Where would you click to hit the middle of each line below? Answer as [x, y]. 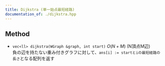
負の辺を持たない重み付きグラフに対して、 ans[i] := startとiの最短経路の [86, 52]
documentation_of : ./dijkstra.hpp [41, 14]
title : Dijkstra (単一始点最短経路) [40, 10]
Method [18, 34]
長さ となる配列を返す [33, 59]
